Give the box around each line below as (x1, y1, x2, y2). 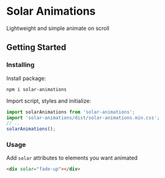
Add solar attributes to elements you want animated (6, 154, 138, 161)
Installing (6, 61, 35, 69)
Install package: (6, 75, 46, 82)
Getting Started (6, 42, 67, 53)
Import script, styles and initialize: (6, 97, 92, 105)
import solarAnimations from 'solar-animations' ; (6, 109, 136, 115)
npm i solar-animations (6, 86, 67, 92)
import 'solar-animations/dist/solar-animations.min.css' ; (6, 114, 160, 121)
